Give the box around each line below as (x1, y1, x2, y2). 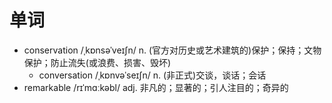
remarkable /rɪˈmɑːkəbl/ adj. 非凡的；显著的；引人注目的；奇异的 (23, 81, 289, 93)
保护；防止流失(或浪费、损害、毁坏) (23, 56, 172, 68)
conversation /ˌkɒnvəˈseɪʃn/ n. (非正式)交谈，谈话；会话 (38, 69, 267, 81)
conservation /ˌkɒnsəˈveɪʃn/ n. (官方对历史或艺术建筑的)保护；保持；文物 (23, 44, 322, 56)
